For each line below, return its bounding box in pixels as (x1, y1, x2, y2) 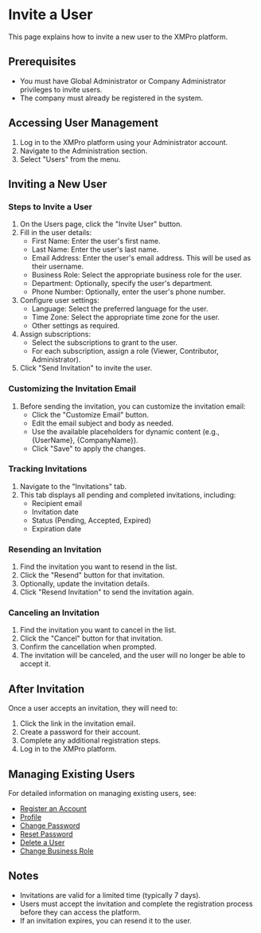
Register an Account (19, 804, 88, 813)
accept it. (19, 659, 51, 668)
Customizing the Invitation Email (8, 383, 137, 394)
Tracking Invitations (8, 464, 88, 475)
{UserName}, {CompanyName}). (31, 435, 138, 445)
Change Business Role (19, 846, 94, 856)
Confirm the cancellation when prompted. (19, 642, 157, 652)
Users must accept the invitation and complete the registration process (19, 899, 253, 908)
